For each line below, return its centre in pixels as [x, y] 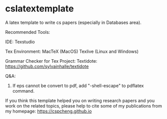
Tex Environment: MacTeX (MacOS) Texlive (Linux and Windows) [72, 51]
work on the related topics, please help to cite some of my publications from [84, 106]
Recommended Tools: [28, 32]
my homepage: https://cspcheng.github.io [48, 111]
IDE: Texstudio [20, 42]
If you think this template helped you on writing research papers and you [80, 101]
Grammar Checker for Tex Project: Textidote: [51, 61]
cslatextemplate [39, 9]
